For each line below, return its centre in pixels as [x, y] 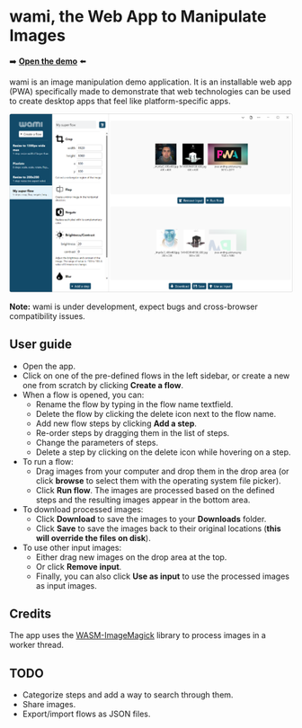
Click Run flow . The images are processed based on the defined [155, 490]
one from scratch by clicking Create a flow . [103, 385]
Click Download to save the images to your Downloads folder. [151, 519]
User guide [40, 345]
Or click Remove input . [79, 566]
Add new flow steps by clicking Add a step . [116, 423]
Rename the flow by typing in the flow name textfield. [134, 404]
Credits [31, 613]
